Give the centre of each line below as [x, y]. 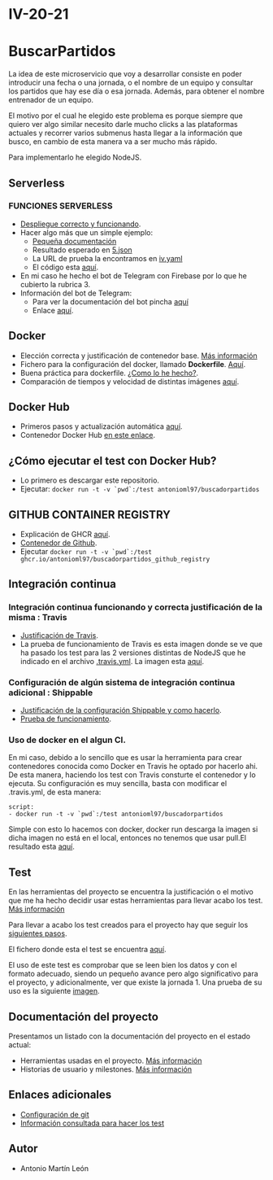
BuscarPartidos [62, 52]
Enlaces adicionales [60, 1095]
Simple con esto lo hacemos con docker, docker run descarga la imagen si [133, 829]
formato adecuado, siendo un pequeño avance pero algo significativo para [133, 974]
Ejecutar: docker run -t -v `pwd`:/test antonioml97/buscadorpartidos [140, 489]
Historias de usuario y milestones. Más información [106, 1069]
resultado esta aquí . [42, 846]
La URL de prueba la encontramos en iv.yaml [107, 258]
